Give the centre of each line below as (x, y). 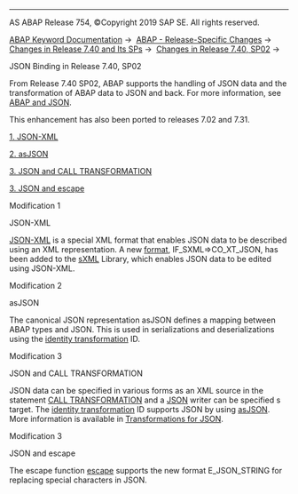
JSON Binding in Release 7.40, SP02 (75, 66)
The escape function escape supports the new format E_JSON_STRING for (145, 470)
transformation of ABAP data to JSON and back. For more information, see (145, 93)
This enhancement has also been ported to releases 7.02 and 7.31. (129, 120)
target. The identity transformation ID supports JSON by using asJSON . (140, 409)
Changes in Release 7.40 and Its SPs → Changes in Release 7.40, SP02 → (145, 49)
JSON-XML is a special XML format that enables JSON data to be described (148, 240)
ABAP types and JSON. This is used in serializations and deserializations (142, 329)
